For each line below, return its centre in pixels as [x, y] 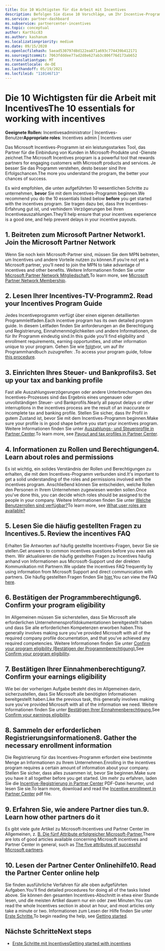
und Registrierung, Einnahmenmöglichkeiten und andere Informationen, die [81, 331]
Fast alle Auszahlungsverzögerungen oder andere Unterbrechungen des [78, 392]
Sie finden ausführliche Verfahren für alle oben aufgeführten [66, 885]
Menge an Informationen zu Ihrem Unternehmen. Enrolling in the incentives [81, 763]
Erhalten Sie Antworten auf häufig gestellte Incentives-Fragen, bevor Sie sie [82, 546]
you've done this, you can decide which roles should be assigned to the [78, 495]
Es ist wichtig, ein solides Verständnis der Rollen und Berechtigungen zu [78, 469]
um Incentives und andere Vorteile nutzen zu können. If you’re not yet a [77, 259]
